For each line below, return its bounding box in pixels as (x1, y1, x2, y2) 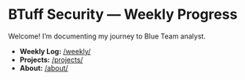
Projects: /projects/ (19, 55, 84, 64)
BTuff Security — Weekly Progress (8, 5, 238, 24)
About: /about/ (19, 63, 68, 72)
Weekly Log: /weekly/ (19, 46, 91, 56)
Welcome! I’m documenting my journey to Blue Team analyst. (8, 31, 207, 41)
